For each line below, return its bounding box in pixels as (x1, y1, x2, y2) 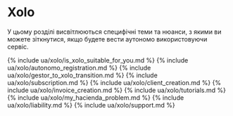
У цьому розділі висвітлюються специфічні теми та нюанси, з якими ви (7, 27, 222, 36)
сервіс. (7, 42, 30, 51)
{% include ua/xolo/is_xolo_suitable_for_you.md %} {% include (7, 56, 189, 64)
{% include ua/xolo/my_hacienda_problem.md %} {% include (7, 93, 184, 102)
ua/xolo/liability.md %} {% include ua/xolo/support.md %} (7, 101, 175, 109)
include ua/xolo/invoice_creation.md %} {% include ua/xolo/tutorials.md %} (7, 86, 227, 94)
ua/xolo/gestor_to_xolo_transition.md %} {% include (7, 71, 158, 79)
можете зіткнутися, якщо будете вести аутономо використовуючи (7, 34, 208, 43)
